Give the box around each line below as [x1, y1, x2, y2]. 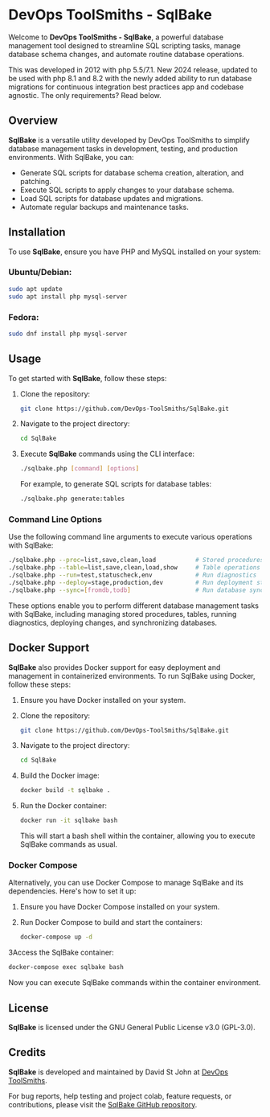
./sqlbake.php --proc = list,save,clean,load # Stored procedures [8, 556, 264, 565]
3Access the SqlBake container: [8, 947, 114, 958]
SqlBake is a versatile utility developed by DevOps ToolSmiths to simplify [8, 135, 251, 145]
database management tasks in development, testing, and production [8, 143, 239, 154]
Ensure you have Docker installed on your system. [19, 695, 186, 704]
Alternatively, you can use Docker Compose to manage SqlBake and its [8, 878, 243, 888]
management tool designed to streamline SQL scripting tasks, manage [8, 40, 241, 50]
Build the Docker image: [19, 770, 100, 781]
